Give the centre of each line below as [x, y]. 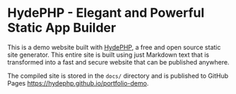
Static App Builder [62, 28]
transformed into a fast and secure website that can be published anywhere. [118, 62]
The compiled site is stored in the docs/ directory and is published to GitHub [118, 76]
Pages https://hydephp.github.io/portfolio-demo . [78, 83]
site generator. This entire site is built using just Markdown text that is [108, 55]
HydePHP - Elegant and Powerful [106, 13]
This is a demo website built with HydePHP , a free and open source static [114, 47]
